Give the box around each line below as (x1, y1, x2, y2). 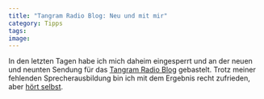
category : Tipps (8, 19, 63, 27)
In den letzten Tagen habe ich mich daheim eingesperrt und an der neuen (8, 56, 253, 66)
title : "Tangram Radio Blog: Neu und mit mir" (8, 11, 168, 20)
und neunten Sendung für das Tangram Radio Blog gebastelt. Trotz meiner (8, 65, 256, 75)
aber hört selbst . (8, 82, 64, 92)
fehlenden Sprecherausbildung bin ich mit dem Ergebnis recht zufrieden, (8, 73, 250, 83)
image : (8, 34, 31, 43)
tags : (8, 27, 27, 35)
